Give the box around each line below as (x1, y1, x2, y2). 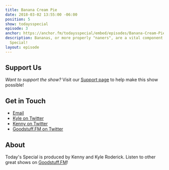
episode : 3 (5, 26, 28, 31)
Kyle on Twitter (12, 115, 44, 121)
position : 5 (5, 17, 30, 22)
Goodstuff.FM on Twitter (12, 126, 63, 132)
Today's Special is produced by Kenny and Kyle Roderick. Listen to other (5, 154, 156, 160)
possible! (5, 82, 24, 88)
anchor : (5, 31, 22, 36)
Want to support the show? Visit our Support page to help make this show (5, 76, 158, 83)
